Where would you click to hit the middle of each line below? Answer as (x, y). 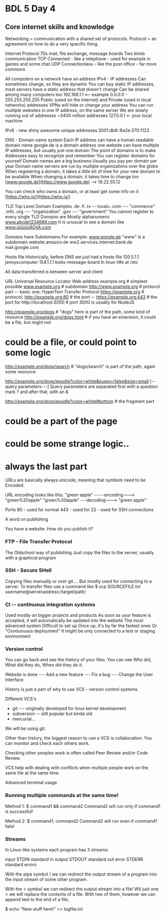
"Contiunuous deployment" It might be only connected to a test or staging (80, 631)
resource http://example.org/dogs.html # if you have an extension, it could (81, 317)
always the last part (46, 466)
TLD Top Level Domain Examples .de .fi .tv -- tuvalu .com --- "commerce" (80, 206)
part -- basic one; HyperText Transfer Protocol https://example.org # (75, 292)
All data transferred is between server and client (54, 272)
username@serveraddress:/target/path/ (46, 592)
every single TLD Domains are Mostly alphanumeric (57, 217)
